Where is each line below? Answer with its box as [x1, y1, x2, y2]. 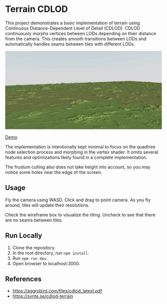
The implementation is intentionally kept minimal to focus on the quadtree [5, 144, 156, 150]
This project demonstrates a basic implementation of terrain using [5, 20, 140, 26]
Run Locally [5, 231, 42, 240]
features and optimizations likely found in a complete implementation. [5, 154, 148, 160]
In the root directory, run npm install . [12, 250, 89, 256]
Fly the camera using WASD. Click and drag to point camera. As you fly [5, 197, 151, 203]
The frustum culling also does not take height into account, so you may [5, 164, 151, 170]
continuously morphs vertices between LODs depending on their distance [5, 30, 157, 36]
